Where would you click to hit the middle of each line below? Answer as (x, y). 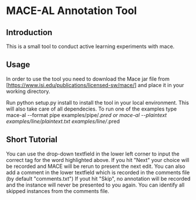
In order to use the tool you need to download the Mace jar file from (88, 79)
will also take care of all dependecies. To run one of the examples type (92, 109)
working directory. (28, 91)
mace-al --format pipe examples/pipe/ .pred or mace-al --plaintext (87, 115)
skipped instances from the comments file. (58, 191)
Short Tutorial (32, 139)
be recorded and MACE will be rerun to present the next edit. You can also (96, 166)
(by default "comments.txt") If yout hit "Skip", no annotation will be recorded (98, 178)
